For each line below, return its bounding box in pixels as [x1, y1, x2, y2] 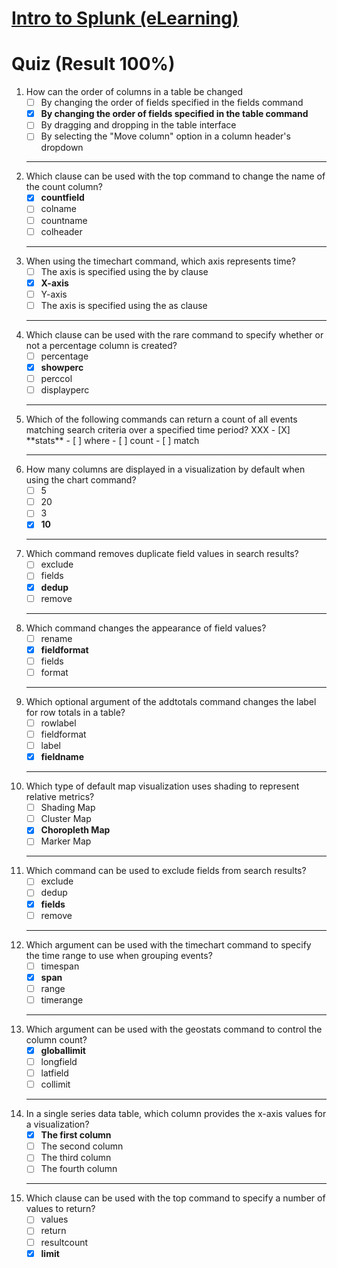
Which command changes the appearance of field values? [25, 622, 267, 634]
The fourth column [40, 1163, 118, 1175]
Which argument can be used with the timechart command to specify [25, 938, 312, 951]
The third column [40, 1152, 112, 1164]
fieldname [40, 751, 84, 763]
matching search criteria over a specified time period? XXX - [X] [25, 424, 291, 436]
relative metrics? [25, 791, 95, 803]
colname [40, 203, 77, 215]
